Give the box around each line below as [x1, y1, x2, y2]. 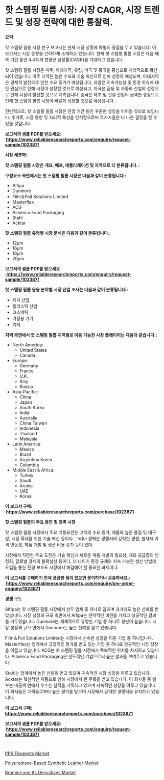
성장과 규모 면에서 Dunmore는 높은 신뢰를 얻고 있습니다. [10, 624, 117, 630]
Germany [19, 362, 38, 368]
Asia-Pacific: [12, 389, 38, 394]
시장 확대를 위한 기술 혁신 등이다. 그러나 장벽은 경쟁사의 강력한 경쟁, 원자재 [11, 535, 154, 541]
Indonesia [19, 425, 40, 431]
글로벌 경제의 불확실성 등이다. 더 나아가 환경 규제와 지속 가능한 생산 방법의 [15, 558, 157, 564]
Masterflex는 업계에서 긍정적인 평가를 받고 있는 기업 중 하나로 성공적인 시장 [5, 641, 149, 647]
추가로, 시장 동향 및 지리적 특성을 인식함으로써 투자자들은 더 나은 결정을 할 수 [11, 114, 158, 120]
